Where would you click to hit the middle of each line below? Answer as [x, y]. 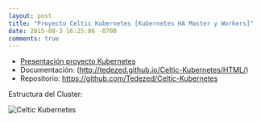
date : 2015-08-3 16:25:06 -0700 [62, 31]
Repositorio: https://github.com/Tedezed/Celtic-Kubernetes [119, 78]
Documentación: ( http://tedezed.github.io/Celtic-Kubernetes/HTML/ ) [134, 70]
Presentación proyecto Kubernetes [78, 61]
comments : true [34, 38]
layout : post [30, 16]
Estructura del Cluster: [46, 95]
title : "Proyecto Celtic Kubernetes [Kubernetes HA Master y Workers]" [131, 23]
